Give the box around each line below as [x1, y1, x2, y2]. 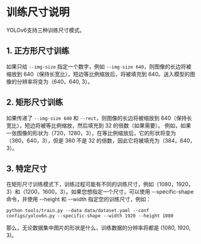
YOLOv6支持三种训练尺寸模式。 [6, 26, 85, 34]
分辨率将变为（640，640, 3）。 [16, 78, 93, 85]
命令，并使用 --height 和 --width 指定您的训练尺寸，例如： [6, 196, 152, 203]
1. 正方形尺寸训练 [6, 46, 70, 56]
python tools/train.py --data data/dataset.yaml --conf [6, 208, 149, 214]
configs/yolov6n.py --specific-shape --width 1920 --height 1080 [6, 213, 173, 219]
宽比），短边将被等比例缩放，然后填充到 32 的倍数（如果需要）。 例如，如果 [6, 121, 191, 129]
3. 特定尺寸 [6, 163, 48, 174]
